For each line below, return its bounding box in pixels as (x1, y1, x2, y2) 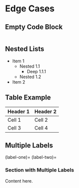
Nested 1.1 (19, 63, 40, 69)
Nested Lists (5, 45, 45, 53)
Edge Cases (5, 3, 55, 14)
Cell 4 (34, 124, 48, 131)
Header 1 (7, 108, 30, 115)
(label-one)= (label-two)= (5, 154, 57, 160)
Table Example (5, 94, 51, 102)
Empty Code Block (5, 23, 63, 31)
